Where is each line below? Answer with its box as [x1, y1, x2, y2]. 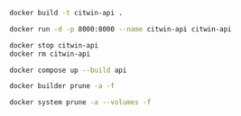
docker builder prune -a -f [9, 82, 116, 91]
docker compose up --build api [9, 66, 127, 75]
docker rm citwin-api [9, 49, 91, 58]
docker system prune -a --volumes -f [9, 98, 152, 107]
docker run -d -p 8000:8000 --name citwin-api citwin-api [9, 24, 232, 33]
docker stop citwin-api [9, 40, 99, 49]
